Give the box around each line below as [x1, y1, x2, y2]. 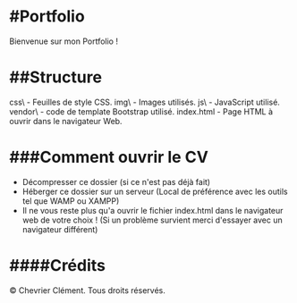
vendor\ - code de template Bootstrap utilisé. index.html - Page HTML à [9, 105, 274, 117]
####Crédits [9, 256, 106, 275]
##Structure [9, 67, 103, 88]
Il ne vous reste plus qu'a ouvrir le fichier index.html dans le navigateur [21, 205, 284, 215]
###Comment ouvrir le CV [9, 147, 208, 167]
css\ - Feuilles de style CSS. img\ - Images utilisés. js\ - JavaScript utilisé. [9, 97, 280, 107]
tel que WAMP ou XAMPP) [21, 195, 120, 206]
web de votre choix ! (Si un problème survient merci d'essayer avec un [21, 215, 284, 225]
